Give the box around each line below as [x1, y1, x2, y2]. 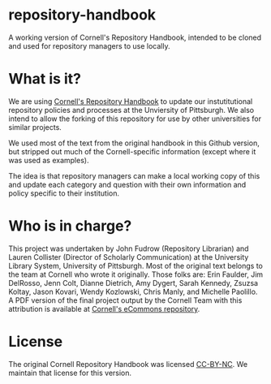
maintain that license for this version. [8, 368, 132, 378]
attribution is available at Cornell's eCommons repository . [8, 304, 200, 313]
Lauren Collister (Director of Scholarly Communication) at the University [8, 252, 249, 261]
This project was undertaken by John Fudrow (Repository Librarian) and [8, 244, 249, 253]
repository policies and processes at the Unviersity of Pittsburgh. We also [8, 105, 254, 114]
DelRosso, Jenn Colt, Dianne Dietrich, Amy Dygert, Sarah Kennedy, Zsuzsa [8, 278, 258, 287]
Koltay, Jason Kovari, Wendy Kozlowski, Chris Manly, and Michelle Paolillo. [8, 287, 258, 296]
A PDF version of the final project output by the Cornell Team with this [8, 295, 243, 305]
